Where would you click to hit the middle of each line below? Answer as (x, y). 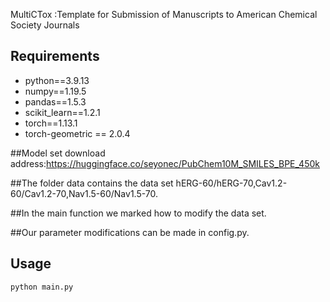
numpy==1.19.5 (55, 91)
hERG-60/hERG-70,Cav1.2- (231, 183)
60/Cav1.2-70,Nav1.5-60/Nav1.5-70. (84, 193)
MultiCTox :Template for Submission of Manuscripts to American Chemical (164, 14)
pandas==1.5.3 (55, 101)
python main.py (42, 287)
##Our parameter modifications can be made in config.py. (130, 232)
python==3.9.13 (57, 80)
